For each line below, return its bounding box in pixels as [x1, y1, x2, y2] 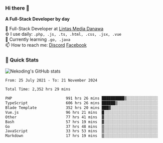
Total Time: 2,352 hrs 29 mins [5, 87, 71, 92]
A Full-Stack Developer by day [5, 16, 70, 22]
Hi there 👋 [5, 5, 30, 12]
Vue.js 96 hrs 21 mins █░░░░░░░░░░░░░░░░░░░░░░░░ [5, 110, 158, 115]
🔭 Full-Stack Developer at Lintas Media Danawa [5, 26, 104, 32]
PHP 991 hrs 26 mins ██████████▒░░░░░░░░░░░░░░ [5, 96, 158, 101]
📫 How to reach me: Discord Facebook [5, 42, 87, 48]
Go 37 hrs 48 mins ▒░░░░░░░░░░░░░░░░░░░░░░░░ [5, 124, 158, 129]
